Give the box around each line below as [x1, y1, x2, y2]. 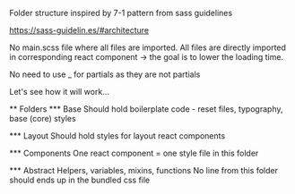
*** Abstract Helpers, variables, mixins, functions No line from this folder [9, 165, 278, 175]
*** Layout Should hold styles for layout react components [9, 131, 226, 141]
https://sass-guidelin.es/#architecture [9, 25, 150, 35]
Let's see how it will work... [9, 87, 109, 97]
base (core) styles [9, 114, 76, 123]
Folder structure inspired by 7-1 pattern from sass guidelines [9, 8, 233, 18]
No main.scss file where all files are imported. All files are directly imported [9, 42, 287, 53]
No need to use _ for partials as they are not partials [9, 69, 201, 80]
